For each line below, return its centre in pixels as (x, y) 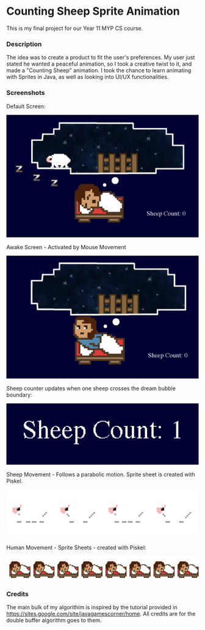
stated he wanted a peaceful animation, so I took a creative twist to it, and (99, 64)
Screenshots (26, 93)
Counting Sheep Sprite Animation (93, 11)
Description (24, 44)
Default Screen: (26, 106)
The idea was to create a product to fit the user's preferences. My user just (101, 58)
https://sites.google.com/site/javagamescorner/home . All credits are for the (101, 614)
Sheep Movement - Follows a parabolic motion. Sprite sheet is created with (101, 474)
